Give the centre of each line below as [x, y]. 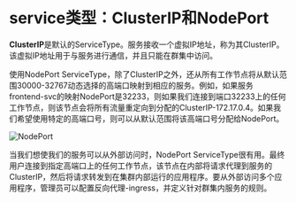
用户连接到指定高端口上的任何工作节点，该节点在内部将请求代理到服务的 [140, 166]
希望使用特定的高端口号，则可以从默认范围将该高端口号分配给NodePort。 [150, 118]
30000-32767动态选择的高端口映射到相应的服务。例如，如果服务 [135, 85]
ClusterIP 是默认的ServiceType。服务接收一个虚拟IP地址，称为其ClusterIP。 [147, 44]
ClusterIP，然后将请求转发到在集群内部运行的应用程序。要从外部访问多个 [142, 176]
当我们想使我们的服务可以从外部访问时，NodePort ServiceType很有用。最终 [147, 154]
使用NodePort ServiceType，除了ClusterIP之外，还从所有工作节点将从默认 [144, 74]
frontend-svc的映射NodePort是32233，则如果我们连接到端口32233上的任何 [148, 96]
